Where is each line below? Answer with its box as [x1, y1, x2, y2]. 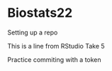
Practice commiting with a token [7, 55, 101, 64]
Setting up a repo [7, 28, 58, 37]
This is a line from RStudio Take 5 [7, 41, 105, 50]
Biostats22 [7, 5, 73, 21]
